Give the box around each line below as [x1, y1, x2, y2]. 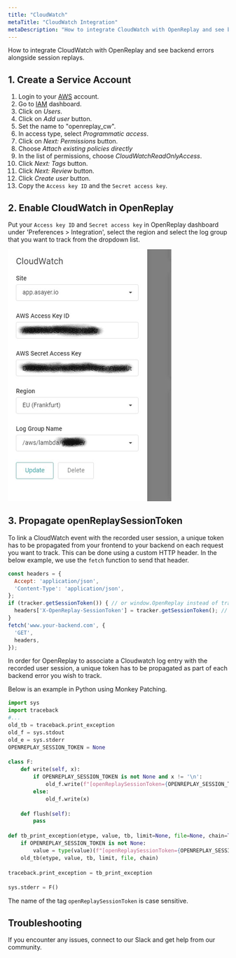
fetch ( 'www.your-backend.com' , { [8, 621, 106, 629]
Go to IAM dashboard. [18, 100, 83, 108]
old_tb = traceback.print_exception [8, 721, 115, 729]
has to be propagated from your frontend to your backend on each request [8, 541, 223, 549]
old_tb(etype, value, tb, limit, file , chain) [20, 854, 159, 861]
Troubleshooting [8, 917, 83, 929]
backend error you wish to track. [8, 672, 102, 680]
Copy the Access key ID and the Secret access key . [18, 182, 167, 190]
